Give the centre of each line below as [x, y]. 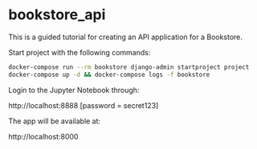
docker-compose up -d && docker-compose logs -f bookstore [109, 74]
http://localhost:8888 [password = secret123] [84, 105]
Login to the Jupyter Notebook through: [74, 90]
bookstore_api [57, 15]
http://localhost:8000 [43, 136]
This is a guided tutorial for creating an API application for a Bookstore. [126, 37]
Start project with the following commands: [80, 52]
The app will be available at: [55, 121]
